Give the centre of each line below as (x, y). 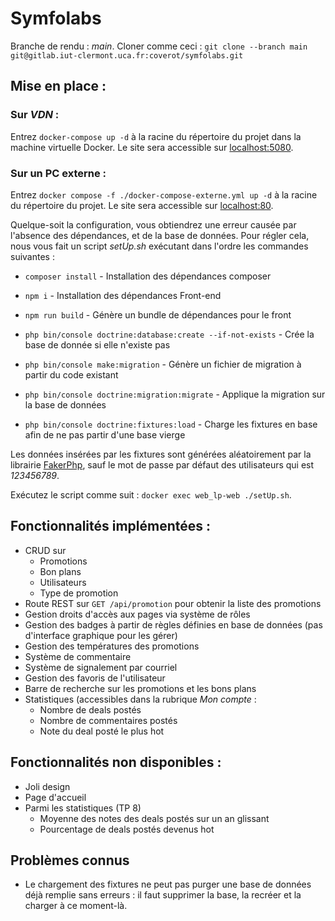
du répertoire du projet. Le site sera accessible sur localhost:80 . (142, 205)
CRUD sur (45, 550)
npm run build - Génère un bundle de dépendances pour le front (158, 314)
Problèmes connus (70, 860)
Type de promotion (79, 593)
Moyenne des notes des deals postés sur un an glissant (154, 818)
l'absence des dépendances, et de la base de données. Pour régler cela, (160, 235)
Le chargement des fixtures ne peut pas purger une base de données (168, 884)
